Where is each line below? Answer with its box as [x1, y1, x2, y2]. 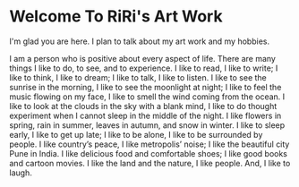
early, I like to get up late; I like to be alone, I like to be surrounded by [9, 129, 263, 140]
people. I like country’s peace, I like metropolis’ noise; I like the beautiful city [9, 139, 290, 149]
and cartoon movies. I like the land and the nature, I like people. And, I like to [9, 157, 291, 168]
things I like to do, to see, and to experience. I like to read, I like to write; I [9, 63, 278, 73]
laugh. [9, 167, 33, 178]
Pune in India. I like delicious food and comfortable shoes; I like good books [9, 148, 288, 158]
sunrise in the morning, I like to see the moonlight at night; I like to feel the [9, 81, 282, 92]
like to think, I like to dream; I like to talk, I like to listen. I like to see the [9, 72, 267, 82]
